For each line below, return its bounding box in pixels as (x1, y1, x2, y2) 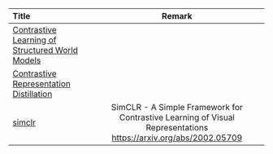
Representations (145, 122, 209, 133)
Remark (161, 11, 193, 21)
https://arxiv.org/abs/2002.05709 (111, 132, 243, 143)
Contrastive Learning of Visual (119, 112, 236, 123)
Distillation (12, 89, 53, 99)
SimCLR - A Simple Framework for (110, 102, 244, 112)
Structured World (12, 45, 79, 55)
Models (12, 55, 41, 66)
